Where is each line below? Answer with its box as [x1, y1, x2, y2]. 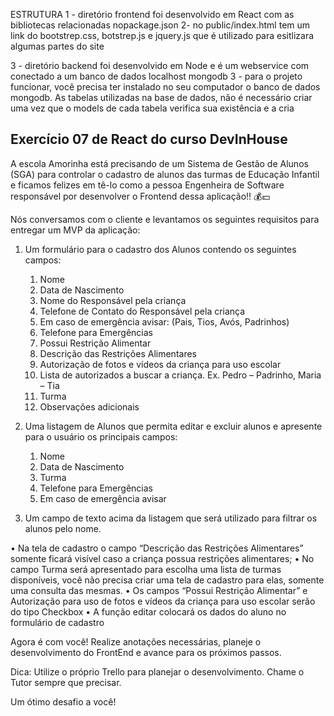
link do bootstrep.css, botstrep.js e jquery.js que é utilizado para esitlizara [10, 30, 315, 41]
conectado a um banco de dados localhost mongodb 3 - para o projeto [10, 70, 303, 82]
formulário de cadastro [10, 616, 105, 628]
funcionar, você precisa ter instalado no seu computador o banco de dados [10, 81, 321, 93]
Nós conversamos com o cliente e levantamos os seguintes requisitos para [10, 213, 320, 225]
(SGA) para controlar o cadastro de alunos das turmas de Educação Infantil [10, 168, 320, 180]
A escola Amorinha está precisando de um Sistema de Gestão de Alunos [10, 157, 309, 169]
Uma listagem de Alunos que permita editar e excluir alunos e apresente [24, 420, 323, 432]
